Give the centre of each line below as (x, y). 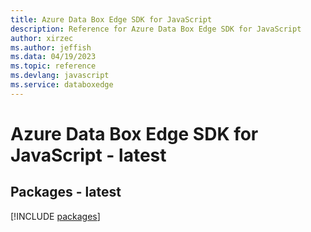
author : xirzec (42, 38)
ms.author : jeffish (51, 47)
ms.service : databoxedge (62, 85)
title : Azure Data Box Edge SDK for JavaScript (111, 19)
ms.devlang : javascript (60, 76)
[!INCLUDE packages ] (55, 216)
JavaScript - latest (88, 155)
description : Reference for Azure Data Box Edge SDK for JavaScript (156, 29)
